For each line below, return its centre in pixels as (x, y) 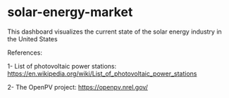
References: (25, 52)
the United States (32, 38)
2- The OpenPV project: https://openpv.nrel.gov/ (78, 87)
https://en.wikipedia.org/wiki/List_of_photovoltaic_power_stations (102, 73)
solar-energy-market (70, 12)
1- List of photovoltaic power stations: (62, 66)
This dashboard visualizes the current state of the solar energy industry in (114, 31)
